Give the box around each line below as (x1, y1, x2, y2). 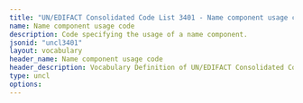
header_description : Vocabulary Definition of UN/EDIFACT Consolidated (9, 64, 284, 73)
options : (9, 80, 42, 89)
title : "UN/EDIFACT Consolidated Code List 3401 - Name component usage (9, 13, 289, 22)
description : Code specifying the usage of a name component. (9, 30, 248, 39)
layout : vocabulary (9, 47, 83, 56)
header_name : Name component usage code (9, 55, 164, 64)
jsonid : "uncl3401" (9, 38, 83, 47)
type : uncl (9, 72, 50, 81)
